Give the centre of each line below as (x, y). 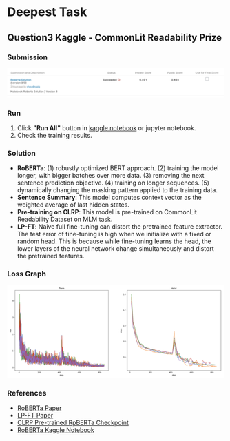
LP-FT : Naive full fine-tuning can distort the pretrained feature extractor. (119, 227)
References (27, 393)
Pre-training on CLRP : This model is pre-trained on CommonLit (107, 212)
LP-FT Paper (35, 416)
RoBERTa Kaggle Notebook (55, 430)
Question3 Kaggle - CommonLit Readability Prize (115, 38)
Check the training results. (54, 136)
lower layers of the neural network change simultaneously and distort (116, 249)
